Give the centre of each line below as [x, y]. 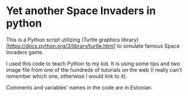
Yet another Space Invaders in [81, 11]
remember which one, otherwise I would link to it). [67, 76]
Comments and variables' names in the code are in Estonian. [79, 87]
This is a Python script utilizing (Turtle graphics [63, 39]
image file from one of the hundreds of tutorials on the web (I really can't [94, 69]
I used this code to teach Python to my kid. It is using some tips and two [93, 64]
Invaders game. [25, 52]
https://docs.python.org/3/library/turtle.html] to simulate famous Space [94, 46]
